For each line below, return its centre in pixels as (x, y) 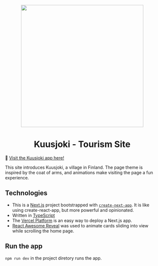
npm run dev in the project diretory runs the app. (53, 258)
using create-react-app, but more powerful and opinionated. (73, 210)
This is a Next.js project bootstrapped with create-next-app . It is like (81, 205)
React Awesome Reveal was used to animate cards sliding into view (80, 225)
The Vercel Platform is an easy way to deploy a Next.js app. (72, 221)
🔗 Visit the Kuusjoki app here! (35, 158)
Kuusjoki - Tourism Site (82, 144)
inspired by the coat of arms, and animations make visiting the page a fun (79, 172)
